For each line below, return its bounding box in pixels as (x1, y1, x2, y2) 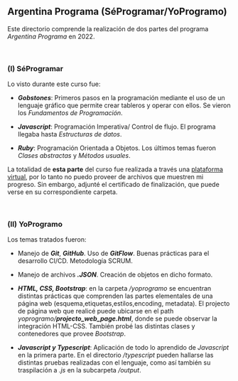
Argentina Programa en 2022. (7, 32, 95, 41)
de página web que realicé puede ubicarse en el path (17, 307, 174, 316)
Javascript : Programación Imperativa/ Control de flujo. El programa (17, 122, 216, 131)
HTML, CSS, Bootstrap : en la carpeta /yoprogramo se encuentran (17, 284, 212, 293)
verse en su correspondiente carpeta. (7, 188, 118, 196)
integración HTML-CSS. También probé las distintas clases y (17, 322, 195, 331)
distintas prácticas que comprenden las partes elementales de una (17, 291, 213, 301)
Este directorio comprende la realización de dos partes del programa (7, 24, 209, 33)
